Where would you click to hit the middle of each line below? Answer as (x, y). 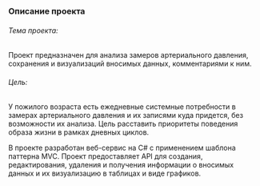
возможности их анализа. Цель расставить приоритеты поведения (123, 124)
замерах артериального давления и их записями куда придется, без (126, 115)
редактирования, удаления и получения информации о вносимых (121, 165)
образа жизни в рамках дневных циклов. (79, 132)
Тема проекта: (33, 30)
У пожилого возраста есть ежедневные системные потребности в (122, 107)
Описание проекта (47, 11)
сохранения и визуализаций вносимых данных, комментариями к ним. (130, 64)
